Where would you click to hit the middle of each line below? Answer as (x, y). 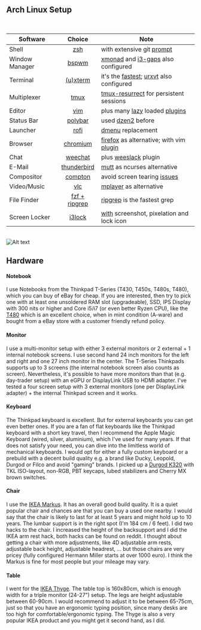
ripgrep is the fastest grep (137, 200)
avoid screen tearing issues (139, 176)
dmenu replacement (129, 130)
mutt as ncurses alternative (139, 167)
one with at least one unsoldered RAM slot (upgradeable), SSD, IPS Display (98, 302)
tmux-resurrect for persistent (142, 94)
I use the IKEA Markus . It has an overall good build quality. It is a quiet (92, 504)
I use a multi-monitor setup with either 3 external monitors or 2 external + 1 (98, 348)
